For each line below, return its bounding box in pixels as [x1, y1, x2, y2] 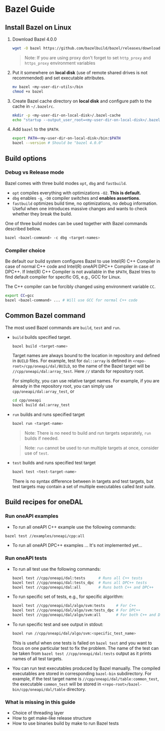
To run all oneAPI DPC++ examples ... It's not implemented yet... [12, 543, 143, 548]
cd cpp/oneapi [12, 398, 41, 403]
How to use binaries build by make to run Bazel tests [12, 721, 119, 727]
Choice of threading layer [12, 710, 64, 716]
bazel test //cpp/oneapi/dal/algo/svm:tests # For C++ [12, 603, 136, 608]
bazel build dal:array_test [12, 403, 70, 408]
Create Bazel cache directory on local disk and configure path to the [12, 98, 152, 104]
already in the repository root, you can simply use [12, 383, 113, 389]
